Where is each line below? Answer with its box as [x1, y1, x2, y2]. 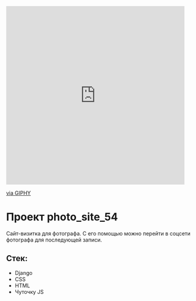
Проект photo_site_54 [6, 211, 118, 224]
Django [14, 269, 33, 276]
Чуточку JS [14, 288, 44, 295]
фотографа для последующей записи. [6, 236, 102, 243]
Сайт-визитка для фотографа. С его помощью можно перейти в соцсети [6, 230, 191, 237]
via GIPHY [6, 190, 31, 196]
